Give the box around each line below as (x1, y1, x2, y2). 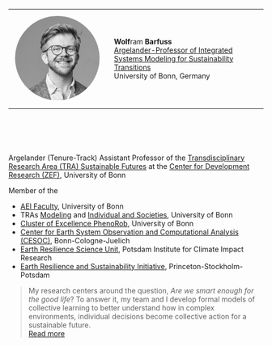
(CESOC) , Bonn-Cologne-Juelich (19, 235, 130, 245)
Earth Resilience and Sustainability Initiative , (19, 261, 168, 271)
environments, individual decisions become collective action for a (28, 311, 247, 321)
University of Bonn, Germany (113, 70, 210, 81)
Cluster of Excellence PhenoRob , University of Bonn (19, 218, 194, 228)
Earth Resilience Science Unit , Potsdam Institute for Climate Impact (19, 244, 244, 254)
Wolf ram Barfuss (113, 36, 172, 46)
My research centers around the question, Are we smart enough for (28, 285, 254, 295)
